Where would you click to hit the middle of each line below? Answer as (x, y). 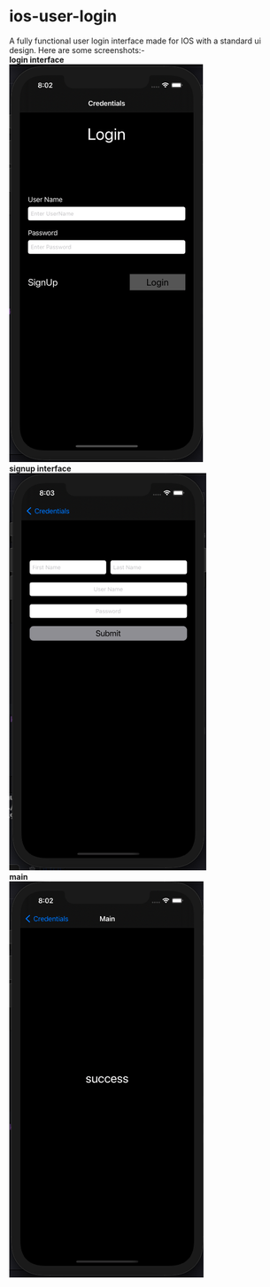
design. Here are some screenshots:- (77, 50)
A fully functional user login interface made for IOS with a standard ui (135, 41)
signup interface (40, 468)
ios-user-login (63, 16)
